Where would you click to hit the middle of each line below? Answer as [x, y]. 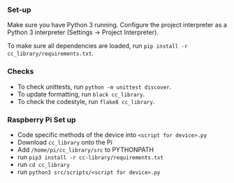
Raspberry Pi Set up [42, 119]
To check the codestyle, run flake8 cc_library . [86, 101]
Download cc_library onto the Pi [65, 142]
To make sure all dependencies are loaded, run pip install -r [97, 46]
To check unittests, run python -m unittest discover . [94, 87]
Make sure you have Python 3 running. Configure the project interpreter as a [117, 25]
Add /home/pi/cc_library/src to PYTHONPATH [86, 149]
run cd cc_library [43, 164]
